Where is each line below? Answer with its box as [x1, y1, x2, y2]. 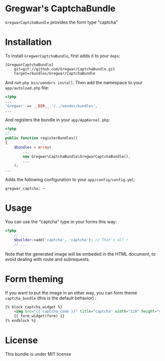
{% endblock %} [5, 318, 36, 323]
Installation [5, 36, 52, 48]
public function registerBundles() [5, 136, 78, 141]
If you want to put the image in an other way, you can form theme [5, 290, 137, 295]
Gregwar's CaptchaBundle [5, 3, 116, 14]
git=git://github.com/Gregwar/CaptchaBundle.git [14, 66, 115, 71]
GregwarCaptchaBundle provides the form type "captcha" [5, 19, 118, 25]
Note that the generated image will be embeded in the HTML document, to [5, 251, 156, 257]
